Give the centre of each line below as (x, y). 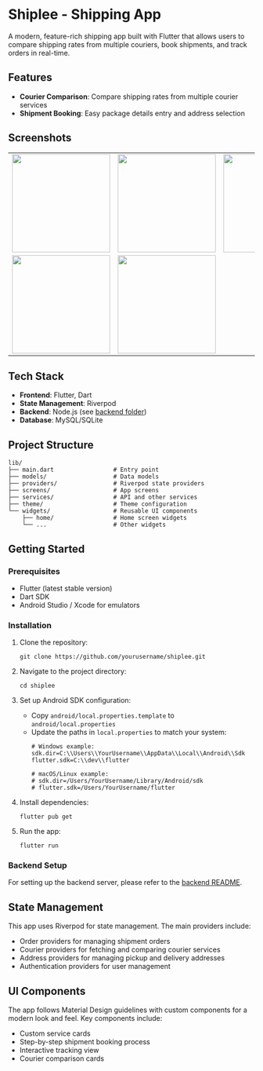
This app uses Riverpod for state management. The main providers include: (130, 926)
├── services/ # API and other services (103, 497)
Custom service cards (55, 1033)
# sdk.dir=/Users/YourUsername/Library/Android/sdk (117, 781)
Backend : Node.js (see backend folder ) (83, 412)
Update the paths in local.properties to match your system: (129, 733)
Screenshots (40, 138)
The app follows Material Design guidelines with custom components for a (128, 1010)
